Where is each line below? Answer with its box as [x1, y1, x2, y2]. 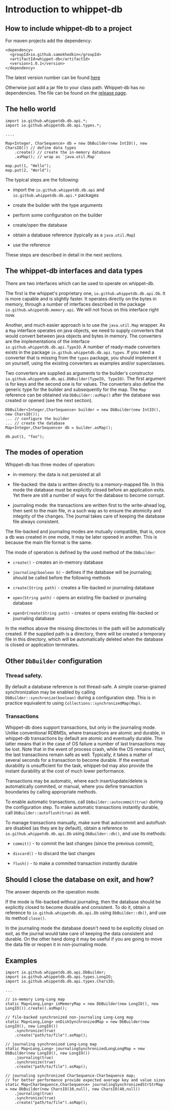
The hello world [5, 105, 56, 113]
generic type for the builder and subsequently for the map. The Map [5, 386, 146, 392]
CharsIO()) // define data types [5, 145, 77, 150]
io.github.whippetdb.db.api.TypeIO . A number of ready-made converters [5, 344, 161, 350]
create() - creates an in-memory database [12, 559, 104, 565]
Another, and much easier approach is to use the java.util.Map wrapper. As [5, 322, 165, 328]
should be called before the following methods [12, 574, 111, 581]
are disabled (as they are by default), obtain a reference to [5, 825, 128, 831]
